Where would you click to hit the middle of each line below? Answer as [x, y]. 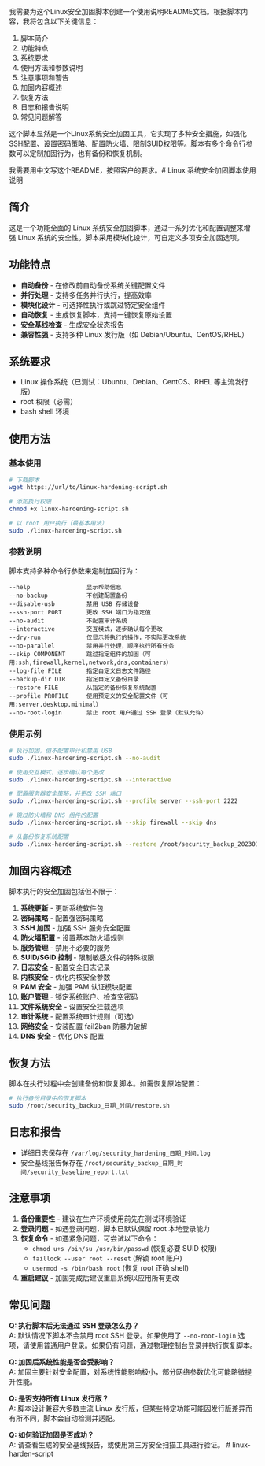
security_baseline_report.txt [79, 1172]
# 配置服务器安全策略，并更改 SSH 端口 [65, 794]
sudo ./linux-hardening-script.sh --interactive [90, 779]
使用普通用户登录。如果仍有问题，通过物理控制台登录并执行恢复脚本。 [143, 1345]
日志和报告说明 [44, 107]
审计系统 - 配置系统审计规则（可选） [79, 1016]
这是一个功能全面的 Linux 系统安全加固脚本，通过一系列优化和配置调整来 [127, 228]
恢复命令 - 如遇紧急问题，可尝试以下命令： [90, 1238]
